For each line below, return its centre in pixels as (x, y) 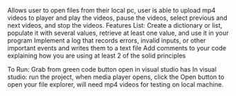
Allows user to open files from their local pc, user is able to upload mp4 (112, 10)
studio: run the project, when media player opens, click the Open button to (116, 77)
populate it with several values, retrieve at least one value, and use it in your (118, 33)
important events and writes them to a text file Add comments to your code (117, 48)
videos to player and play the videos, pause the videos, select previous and (117, 18)
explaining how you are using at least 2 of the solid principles (97, 55)
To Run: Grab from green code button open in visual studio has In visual (112, 69)
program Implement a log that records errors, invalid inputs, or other (107, 41)
